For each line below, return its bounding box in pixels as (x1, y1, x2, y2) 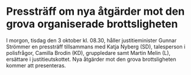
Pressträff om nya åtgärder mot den (6, 5, 185, 18)
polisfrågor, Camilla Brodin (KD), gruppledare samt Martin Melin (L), (6, 49, 171, 56)
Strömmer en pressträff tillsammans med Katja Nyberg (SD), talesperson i (6, 43, 186, 50)
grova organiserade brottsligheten (6, 17, 179, 31)
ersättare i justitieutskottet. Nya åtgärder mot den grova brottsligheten (6, 56, 176, 63)
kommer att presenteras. (6, 61, 66, 69)
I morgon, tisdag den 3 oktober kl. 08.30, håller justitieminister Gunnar (6, 37, 177, 44)
